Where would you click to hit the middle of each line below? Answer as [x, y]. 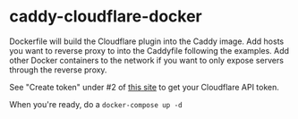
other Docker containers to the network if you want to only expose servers [147, 60]
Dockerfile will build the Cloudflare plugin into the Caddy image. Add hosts [147, 41]
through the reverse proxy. [58, 70]
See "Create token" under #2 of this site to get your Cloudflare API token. [145, 87]
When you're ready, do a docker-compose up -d [96, 104]
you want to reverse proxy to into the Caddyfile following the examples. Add [149, 50]
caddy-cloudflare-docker [106, 17]
